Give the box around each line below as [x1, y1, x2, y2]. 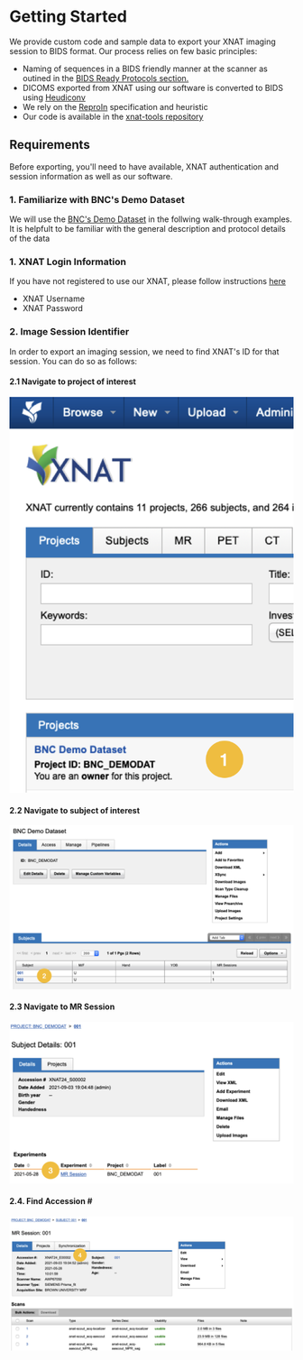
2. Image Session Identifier [9, 326, 130, 338]
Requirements [9, 137, 90, 152]
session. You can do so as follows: [9, 355, 138, 366]
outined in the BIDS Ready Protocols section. [22, 72, 189, 83]
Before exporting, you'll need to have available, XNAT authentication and [9, 161, 280, 172]
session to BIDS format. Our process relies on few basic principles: [9, 45, 258, 56]
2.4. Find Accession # [9, 1196, 93, 1207]
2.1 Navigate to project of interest [9, 376, 137, 387]
